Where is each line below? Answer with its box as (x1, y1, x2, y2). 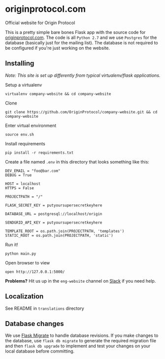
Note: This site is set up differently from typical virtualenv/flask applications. (5, 72, 161, 78)
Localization (5, 292, 44, 301)
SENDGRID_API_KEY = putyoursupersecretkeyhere (5, 220, 102, 225)
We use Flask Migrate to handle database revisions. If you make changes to (5, 332, 159, 338)
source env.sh (5, 132, 34, 137)
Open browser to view (5, 260, 50, 265)
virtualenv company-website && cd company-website (5, 91, 111, 97)
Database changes (5, 319, 64, 328)
